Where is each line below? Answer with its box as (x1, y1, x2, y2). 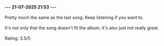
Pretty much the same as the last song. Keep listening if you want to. (4, 15, 144, 20)
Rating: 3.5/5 (4, 35, 31, 41)
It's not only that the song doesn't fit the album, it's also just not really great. (4, 25, 160, 31)
